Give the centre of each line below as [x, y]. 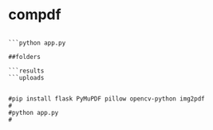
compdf [35, 15]
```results [26, 71]
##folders [25, 57]
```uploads [26, 77]
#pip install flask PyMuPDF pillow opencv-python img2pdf [106, 98]
